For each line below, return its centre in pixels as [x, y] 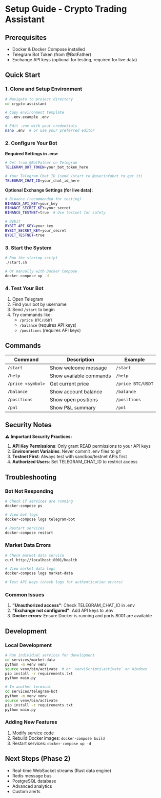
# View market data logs [30, 569]
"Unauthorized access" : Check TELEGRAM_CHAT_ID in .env [73, 605]
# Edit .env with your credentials [41, 126]
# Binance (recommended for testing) [43, 199]
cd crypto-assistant [26, 104]
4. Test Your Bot [24, 289]
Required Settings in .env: [32, 154]
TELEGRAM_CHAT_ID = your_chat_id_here [42, 181]
